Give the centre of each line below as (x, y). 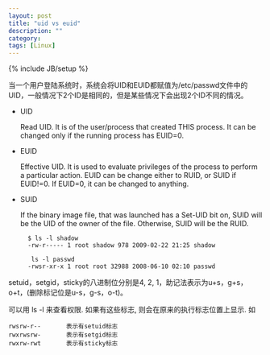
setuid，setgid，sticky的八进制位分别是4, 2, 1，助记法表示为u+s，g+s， (128, 283)
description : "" (35, 31)
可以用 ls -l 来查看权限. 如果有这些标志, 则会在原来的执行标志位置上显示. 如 (132, 310)
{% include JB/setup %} (48, 68)
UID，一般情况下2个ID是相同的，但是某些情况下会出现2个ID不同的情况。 (128, 95)
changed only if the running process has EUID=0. (102, 136)
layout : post (30, 16)
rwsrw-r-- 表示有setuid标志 (63, 327)
